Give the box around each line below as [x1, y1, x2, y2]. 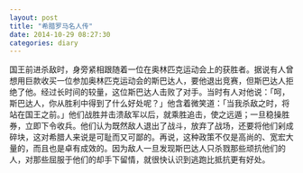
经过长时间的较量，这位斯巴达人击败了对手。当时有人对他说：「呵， [40, 86, 290, 97]
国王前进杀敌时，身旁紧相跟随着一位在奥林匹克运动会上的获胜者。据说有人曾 [9, 64, 294, 75]
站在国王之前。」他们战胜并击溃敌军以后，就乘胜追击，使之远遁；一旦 [9, 109, 266, 120]
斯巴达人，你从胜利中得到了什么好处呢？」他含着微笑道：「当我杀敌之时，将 [9, 98, 290, 109]
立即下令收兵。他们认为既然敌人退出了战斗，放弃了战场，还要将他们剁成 [24, 121, 294, 132]
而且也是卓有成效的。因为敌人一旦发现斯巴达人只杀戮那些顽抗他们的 [32, 143, 286, 154]
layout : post [9, 13, 59, 23]
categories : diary [9, 38, 78, 48]
